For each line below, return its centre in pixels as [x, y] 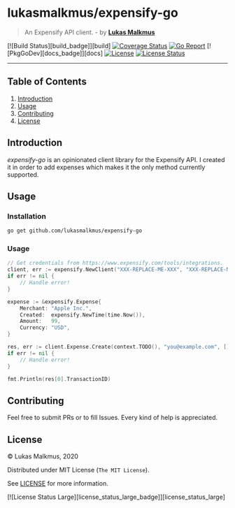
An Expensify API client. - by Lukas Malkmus [90, 32]
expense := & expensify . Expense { [54, 302]
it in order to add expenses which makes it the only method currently [106, 167]
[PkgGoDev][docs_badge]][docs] [55, 53]
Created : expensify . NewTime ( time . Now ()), [83, 315]
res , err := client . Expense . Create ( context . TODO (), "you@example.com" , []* [120, 347]
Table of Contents [47, 82]
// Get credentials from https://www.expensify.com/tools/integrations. [115, 263]
